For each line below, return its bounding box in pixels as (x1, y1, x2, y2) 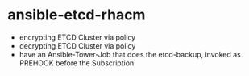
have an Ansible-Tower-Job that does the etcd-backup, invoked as (19, 49, 241, 59)
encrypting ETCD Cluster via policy (19, 32, 136, 42)
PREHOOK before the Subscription (19, 58, 135, 68)
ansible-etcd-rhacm (7, 6, 146, 24)
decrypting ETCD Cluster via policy (19, 40, 136, 50)
